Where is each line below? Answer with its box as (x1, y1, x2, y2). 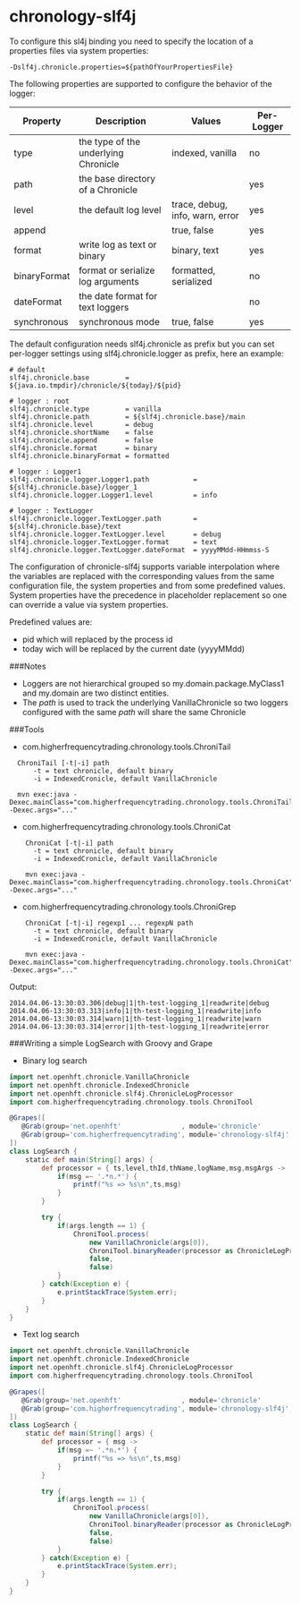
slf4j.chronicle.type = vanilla (9, 405, 162, 414)
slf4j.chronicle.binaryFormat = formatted (9, 451, 170, 460)
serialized (171, 275, 212, 287)
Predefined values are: (9, 616, 93, 627)
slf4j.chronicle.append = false (9, 436, 154, 445)
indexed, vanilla (171, 146, 237, 158)
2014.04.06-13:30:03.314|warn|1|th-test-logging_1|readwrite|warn (9, 1014, 262, 1023)
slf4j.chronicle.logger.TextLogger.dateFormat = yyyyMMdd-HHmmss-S (9, 545, 270, 554)
